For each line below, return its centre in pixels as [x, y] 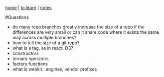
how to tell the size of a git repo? [46, 43]
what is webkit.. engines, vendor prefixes [55, 69]
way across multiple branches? [44, 38]
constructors [25, 53]
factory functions [30, 64]
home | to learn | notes [28, 8]
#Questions [17, 17]
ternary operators [30, 59]
